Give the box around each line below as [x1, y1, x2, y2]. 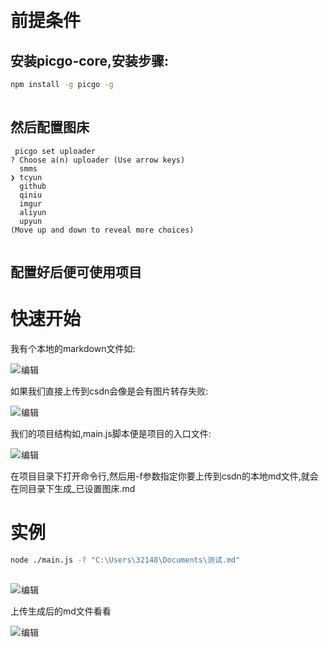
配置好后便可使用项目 [10, 264, 142, 281]
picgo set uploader [14, 146, 97, 156]
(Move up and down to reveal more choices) [10, 225, 195, 235]
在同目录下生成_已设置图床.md [10, 483, 136, 495]
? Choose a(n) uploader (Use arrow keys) [10, 155, 186, 165]
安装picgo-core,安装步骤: [10, 52, 170, 69]
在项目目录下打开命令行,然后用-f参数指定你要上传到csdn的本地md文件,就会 [10, 470, 319, 482]
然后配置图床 [10, 119, 90, 136]
